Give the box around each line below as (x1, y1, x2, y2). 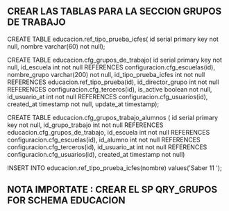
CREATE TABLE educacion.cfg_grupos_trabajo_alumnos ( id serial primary (7, 113, 219, 121)
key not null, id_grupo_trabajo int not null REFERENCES (7, 121, 164, 129)
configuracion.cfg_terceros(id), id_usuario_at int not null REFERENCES (7, 142, 207, 151)
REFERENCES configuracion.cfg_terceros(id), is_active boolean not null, (7, 85, 212, 93)
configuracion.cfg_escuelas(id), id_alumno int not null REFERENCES (7, 135, 201, 144)
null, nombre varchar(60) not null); (7, 42, 105, 51)
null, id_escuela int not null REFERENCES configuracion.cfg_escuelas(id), (7, 62, 216, 71)
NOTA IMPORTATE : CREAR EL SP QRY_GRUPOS (7, 184, 217, 196)
